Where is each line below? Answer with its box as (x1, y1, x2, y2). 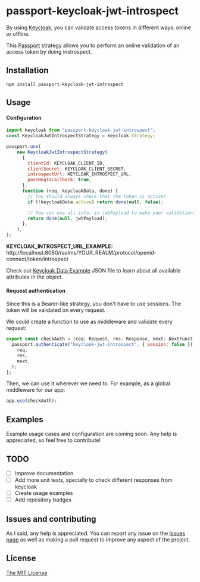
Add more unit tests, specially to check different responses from (14, 476, 173, 484)
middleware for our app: (6, 386, 65, 394)
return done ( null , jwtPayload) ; (27, 215, 108, 221)
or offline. (6, 30, 30, 37)
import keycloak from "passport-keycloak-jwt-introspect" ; (6, 127, 156, 134)
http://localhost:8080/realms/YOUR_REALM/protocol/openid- (6, 249, 157, 256)
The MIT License (6, 569, 48, 576)
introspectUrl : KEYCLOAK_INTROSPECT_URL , (27, 171, 132, 177)
